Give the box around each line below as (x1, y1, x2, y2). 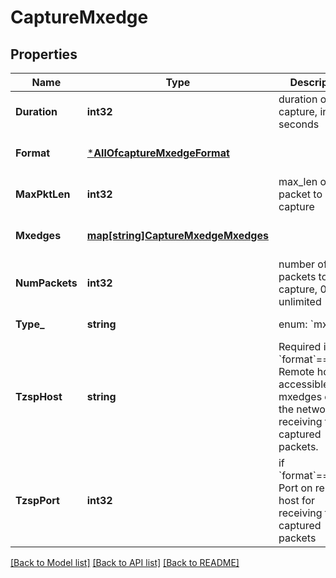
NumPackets (15, 276, 78, 290)
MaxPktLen (15, 187, 71, 201)
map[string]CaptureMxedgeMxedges (86, 229, 269, 242)
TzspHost (15, 390, 63, 403)
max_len (278, 175, 318, 188)
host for (278, 494, 316, 507)
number (278, 257, 316, 271)
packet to (278, 187, 323, 201)
